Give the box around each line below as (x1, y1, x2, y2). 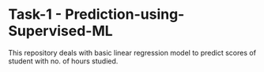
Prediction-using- (64, 5, 185, 23)
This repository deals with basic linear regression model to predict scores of (8, 48, 257, 57)
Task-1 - (8, 5, 62, 23)
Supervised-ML (8, 22, 113, 40)
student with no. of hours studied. (8, 56, 119, 66)
